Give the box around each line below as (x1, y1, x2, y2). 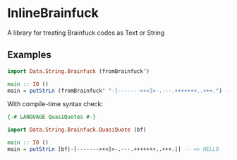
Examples (7, 49, 51, 61)
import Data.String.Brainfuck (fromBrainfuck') (7, 67, 150, 75)
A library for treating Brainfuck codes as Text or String (7, 28, 165, 37)
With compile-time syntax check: (7, 100, 104, 108)
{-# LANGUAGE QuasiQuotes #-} (7, 113, 97, 121)
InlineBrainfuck (7, 5, 99, 21)
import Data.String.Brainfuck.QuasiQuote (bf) (7, 126, 147, 134)
